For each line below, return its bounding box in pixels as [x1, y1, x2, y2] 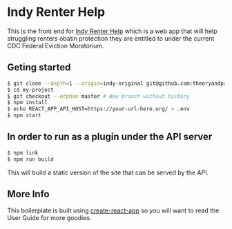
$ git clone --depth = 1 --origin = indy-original [7, 80, 144, 87]
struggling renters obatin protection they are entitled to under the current [7, 34, 215, 42]
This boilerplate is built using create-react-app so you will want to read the [7, 206, 220, 215]
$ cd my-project [7, 86, 54, 93]
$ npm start [7, 112, 41, 119]
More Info [7, 188, 50, 200]
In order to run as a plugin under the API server [7, 131, 213, 143]
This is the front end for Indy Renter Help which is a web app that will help [7, 27, 217, 35]
